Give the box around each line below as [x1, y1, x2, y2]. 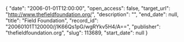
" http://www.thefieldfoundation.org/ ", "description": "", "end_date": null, [5, 11, 179, 18]
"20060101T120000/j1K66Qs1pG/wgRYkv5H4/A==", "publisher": [5, 23, 161, 30]
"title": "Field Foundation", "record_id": [5, 17, 99, 24]
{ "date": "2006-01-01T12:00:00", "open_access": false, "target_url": [5, 5, 171, 12]
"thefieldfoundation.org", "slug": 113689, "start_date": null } [5, 29, 148, 36]
